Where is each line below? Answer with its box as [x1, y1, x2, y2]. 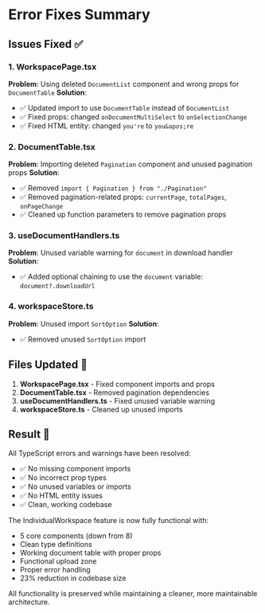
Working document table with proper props [19, 548, 162, 558]
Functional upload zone [19, 556, 97, 566]
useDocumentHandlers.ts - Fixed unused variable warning [19, 396, 216, 405]
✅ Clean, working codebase [19, 500, 112, 510]
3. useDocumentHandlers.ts [8, 230, 120, 241]
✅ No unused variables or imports [19, 482, 131, 491]
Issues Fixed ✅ [8, 37, 84, 51]
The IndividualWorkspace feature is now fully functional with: [8, 516, 209, 525]
